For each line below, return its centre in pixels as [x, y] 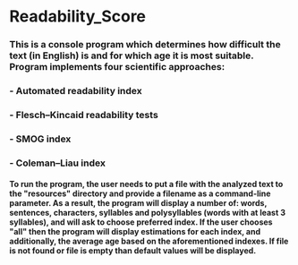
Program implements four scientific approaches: [117, 67]
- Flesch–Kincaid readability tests [84, 115]
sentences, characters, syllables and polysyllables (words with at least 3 [148, 213]
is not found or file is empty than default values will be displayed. [133, 251]
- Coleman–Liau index [57, 163]
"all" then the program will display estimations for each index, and [135, 232]
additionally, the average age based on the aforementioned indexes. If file [149, 241]
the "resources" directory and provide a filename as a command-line [140, 193]
